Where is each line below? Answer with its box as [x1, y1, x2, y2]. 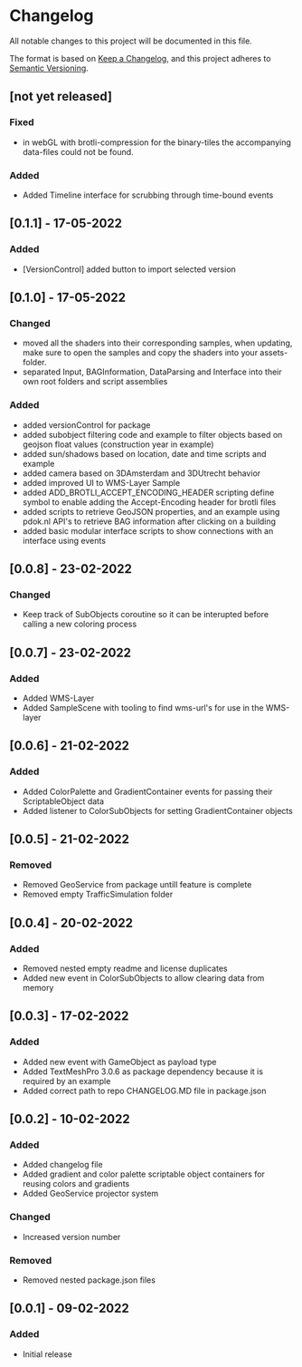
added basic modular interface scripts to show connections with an [22, 525, 274, 536]
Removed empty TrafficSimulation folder [22, 889, 174, 900]
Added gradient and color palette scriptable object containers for [22, 1168, 265, 1179]
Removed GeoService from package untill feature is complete [22, 879, 252, 890]
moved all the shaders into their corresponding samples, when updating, [22, 337, 293, 349]
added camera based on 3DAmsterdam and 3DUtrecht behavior [22, 468, 261, 479]
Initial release [22, 1348, 72, 1360]
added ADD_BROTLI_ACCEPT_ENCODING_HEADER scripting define [22, 487, 275, 498]
